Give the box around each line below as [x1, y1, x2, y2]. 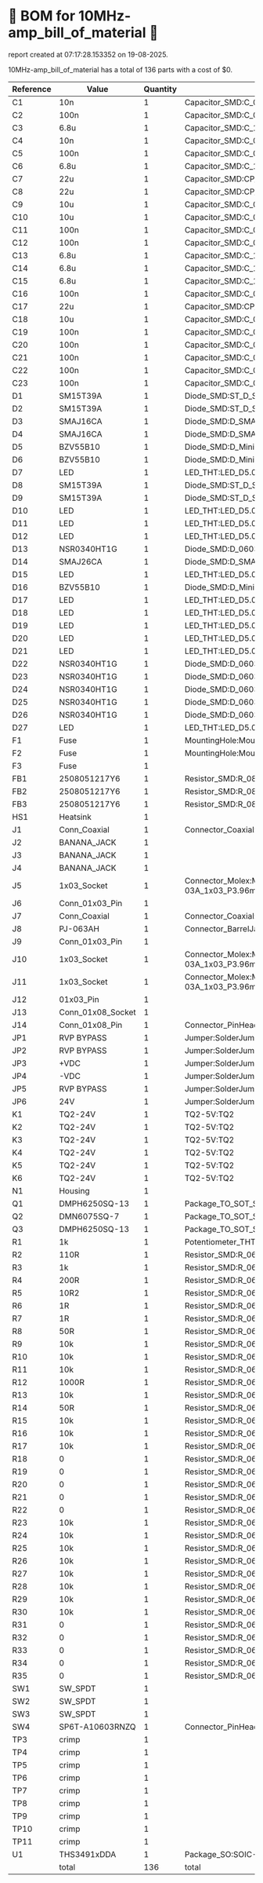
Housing [58, 1185, 90, 1196]
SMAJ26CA [58, 556, 103, 567]
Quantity [143, 83, 178, 94]
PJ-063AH [58, 923, 100, 934]
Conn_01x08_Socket [58, 1007, 136, 1018]
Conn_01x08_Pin [58, 1019, 123, 1030]
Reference [12, 83, 52, 94]
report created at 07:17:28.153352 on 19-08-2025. [8, 49, 168, 59]
